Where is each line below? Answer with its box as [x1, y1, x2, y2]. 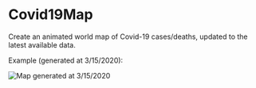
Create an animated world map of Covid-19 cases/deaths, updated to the [8, 32, 248, 41]
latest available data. [8, 40, 76, 49]
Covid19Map [8, 6, 93, 24]
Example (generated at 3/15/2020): [8, 55, 124, 65]
